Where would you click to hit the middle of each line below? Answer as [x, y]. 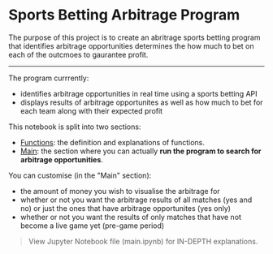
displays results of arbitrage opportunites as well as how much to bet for [141, 102]
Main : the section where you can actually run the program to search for [141, 151]
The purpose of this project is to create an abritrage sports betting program [134, 37]
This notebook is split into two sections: [75, 127]
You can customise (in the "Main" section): [80, 175]
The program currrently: [49, 78]
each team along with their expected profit [91, 110]
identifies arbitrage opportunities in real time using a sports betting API [139, 93]
